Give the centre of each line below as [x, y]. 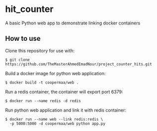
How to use [23, 39]
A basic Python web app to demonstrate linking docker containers [73, 23]
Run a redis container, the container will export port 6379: [64, 92]
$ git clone [17, 60]
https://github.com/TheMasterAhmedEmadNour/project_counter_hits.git [79, 64]
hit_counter [29, 9]
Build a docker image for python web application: [55, 73]
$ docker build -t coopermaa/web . [42, 82]
